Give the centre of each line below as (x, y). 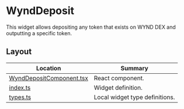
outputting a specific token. (39, 33)
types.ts (20, 97)
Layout (19, 52)
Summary (135, 68)
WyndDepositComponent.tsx (49, 78)
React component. (119, 78)
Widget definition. (118, 87)
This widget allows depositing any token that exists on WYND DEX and (91, 27)
